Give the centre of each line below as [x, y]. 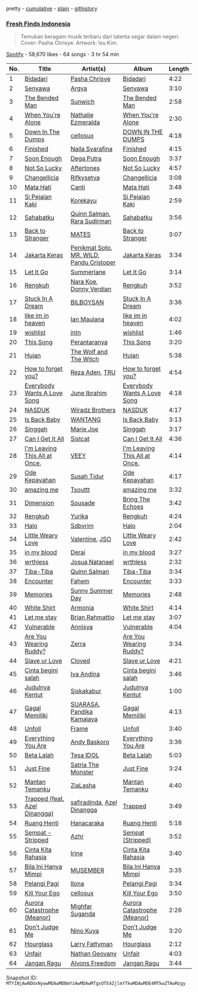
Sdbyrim [82, 526]
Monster [82, 772]
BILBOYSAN [87, 302]
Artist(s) [94, 69]
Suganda [83, 914]
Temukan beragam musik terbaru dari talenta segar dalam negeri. [100, 37]
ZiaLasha [83, 785]
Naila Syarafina [92, 149]
